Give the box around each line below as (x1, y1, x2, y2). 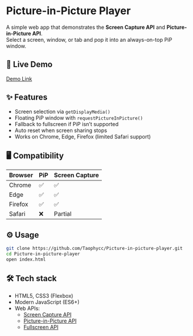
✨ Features (6, 93, 48, 103)
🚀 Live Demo (6, 60, 53, 70)
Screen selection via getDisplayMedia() (14, 108, 111, 115)
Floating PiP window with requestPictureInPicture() (14, 114, 143, 121)
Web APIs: (14, 305, 40, 312)
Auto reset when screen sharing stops (14, 127, 108, 134)
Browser (9, 171, 34, 179)
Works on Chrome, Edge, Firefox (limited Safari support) (14, 133, 151, 140)
